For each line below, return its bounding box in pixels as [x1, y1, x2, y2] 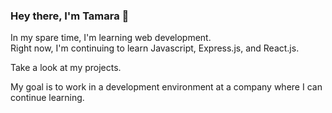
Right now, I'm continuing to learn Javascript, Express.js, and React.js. [10, 42, 300, 54]
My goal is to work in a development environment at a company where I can [10, 81, 323, 93]
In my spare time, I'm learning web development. [10, 32, 212, 44]
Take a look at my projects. [10, 62, 122, 74]
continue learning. [10, 92, 85, 104]
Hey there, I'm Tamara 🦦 [10, 9, 130, 23]
